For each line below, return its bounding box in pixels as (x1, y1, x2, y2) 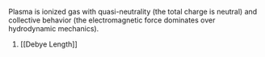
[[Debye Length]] (19, 39, 78, 49)
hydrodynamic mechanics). (8, 24, 99, 33)
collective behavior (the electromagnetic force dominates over (8, 15, 216, 25)
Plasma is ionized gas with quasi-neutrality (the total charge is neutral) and (8, 7, 258, 16)
